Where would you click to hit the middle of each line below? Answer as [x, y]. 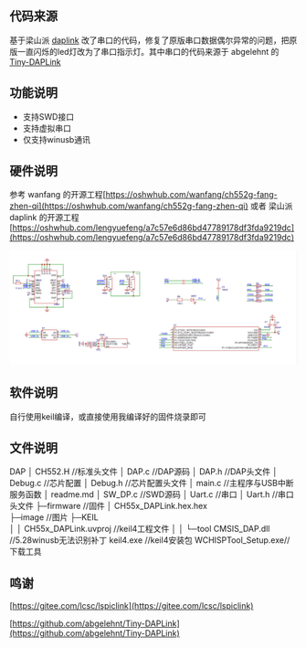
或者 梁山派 [271, 206]
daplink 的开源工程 [44, 218]
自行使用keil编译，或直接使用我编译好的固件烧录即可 [108, 416]
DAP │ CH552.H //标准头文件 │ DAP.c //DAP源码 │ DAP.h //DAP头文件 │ [144, 472]
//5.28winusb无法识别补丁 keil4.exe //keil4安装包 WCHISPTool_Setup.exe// [150, 540]
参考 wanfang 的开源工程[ [58, 195]
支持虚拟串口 [47, 128]
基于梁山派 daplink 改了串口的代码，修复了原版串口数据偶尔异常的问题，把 [149, 40]
